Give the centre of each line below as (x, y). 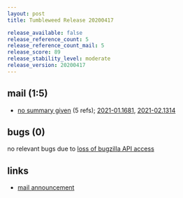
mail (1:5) (28, 94)
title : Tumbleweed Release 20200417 (60, 20)
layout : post (26, 14)
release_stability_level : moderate (59, 59)
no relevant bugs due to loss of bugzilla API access (81, 149)
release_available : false (45, 33)
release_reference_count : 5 (48, 39)
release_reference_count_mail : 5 (56, 46)
